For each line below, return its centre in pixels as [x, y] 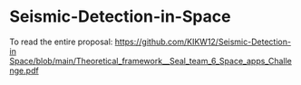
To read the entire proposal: [61, 42]
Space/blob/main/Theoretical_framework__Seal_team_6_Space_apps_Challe [151, 61]
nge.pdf [24, 71]
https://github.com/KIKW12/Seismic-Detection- [203, 42]
